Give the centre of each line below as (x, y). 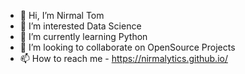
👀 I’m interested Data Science (80, 26)
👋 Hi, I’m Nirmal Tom (62, 15)
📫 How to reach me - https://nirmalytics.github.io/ (123, 58)
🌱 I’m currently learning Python (83, 36)
